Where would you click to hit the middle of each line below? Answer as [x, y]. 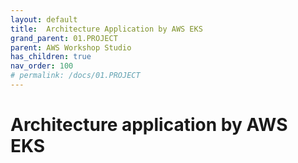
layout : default [44, 19]
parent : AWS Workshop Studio [71, 47]
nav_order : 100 [42, 66]
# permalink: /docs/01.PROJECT [75, 76]
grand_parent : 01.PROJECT [64, 38]
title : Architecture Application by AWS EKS [106, 29]
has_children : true [51, 57]
